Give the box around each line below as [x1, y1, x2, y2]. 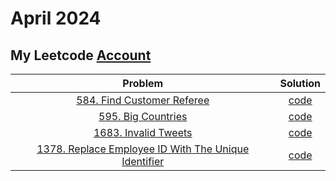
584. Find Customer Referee [76, 93, 210, 107]
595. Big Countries [98, 110, 188, 123]
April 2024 [10, 7, 102, 30]
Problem [122, 77, 164, 90]
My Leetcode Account [10, 47, 152, 64]
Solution [279, 77, 321, 90]
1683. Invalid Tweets [93, 126, 193, 139]
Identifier [121, 155, 165, 168]
